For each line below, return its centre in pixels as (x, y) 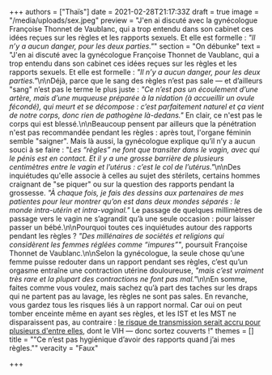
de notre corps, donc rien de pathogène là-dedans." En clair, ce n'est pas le (136, 115)
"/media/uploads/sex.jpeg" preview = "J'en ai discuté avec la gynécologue (134, 20)
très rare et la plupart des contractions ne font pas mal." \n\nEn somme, (128, 279)
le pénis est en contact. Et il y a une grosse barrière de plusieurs (117, 158)
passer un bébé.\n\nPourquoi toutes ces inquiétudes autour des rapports (131, 227)
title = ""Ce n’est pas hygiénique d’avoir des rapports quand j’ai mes (122, 339)
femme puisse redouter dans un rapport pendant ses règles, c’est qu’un (129, 262)
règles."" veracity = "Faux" (54, 348)
